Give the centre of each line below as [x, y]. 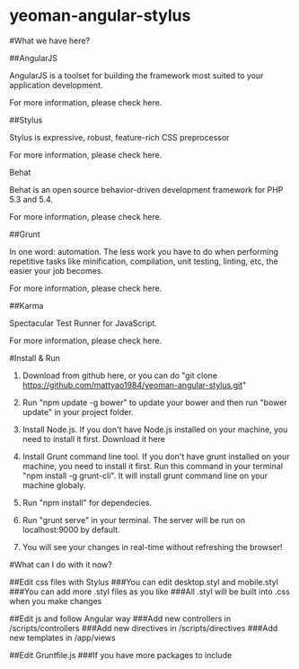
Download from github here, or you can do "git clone [120, 375]
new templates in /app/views [62, 637]
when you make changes [56, 601]
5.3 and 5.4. [31, 199]
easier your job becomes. [57, 270]
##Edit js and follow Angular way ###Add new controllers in [120, 619]
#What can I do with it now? [61, 565]
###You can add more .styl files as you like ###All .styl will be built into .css [149, 592]
